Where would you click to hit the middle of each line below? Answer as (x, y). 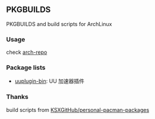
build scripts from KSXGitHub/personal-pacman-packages (78, 110)
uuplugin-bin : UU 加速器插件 (50, 81)
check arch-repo (27, 52)
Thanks (17, 97)
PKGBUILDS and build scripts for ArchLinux (59, 24)
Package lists (26, 67)
